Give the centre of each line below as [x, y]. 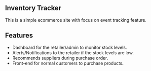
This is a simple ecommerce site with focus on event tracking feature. [76, 20]
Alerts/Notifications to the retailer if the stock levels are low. [73, 53]
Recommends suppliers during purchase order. [60, 58]
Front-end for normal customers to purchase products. [68, 63]
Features [19, 36]
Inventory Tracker [33, 8]
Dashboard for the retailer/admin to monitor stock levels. [70, 47]
